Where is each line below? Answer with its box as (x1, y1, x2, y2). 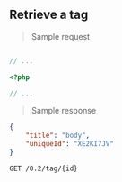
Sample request (30, 31, 91, 41)
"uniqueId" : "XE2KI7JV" (25, 140, 115, 149)
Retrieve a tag (9, 7, 89, 23)
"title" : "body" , (25, 131, 91, 141)
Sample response (30, 105, 97, 116)
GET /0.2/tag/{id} (9, 164, 78, 173)
